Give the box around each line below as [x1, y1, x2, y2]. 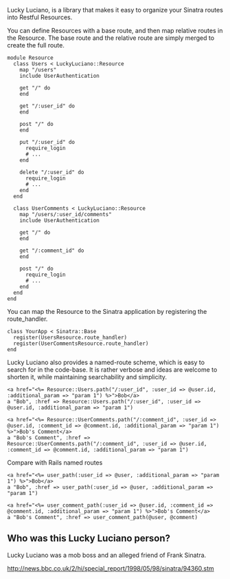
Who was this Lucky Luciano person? [7, 533, 170, 545]
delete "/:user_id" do [19, 169, 84, 176]
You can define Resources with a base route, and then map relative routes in [7, 27, 223, 34]
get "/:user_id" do [19, 103, 76, 109]
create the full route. [7, 41, 65, 49]
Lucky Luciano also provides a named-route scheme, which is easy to [7, 358, 205, 366]
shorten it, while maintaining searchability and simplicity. [7, 373, 167, 381]
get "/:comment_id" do [19, 247, 84, 254]
